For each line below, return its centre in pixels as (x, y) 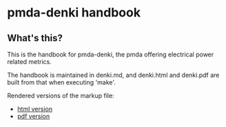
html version (35, 109)
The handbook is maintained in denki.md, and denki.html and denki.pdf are (113, 75)
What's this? (35, 38)
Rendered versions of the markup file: (61, 95)
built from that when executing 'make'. (61, 82)
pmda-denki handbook (74, 13)
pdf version (33, 116)
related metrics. (29, 62)
